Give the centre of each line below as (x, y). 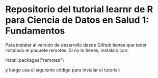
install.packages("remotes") (35, 60)
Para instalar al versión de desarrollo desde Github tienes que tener (76, 45)
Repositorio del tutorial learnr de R (79, 9)
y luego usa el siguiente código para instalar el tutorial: (63, 70)
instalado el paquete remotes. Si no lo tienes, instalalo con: (67, 50)
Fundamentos (35, 31)
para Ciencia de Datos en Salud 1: (77, 20)
